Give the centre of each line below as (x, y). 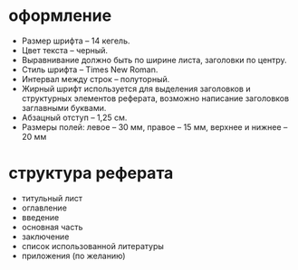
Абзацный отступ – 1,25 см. (74, 117)
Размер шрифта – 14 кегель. (76, 41)
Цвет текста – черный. (65, 50)
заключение (45, 237)
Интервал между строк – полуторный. (96, 79)
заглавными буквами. (64, 107)
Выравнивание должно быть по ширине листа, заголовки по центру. (154, 60)
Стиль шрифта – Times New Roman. (90, 70)
